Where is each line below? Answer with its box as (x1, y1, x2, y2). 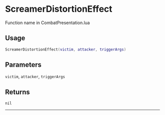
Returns (5, 87, 30, 96)
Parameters (5, 60, 42, 69)
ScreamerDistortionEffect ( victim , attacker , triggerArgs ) (5, 47, 126, 52)
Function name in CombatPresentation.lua (5, 20, 90, 26)
